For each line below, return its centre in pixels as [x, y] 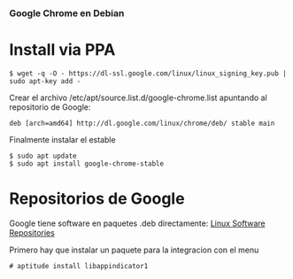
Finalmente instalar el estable [63, 139]
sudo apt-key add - [45, 81]
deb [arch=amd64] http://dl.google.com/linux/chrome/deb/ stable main [142, 123]
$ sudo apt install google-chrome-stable [87, 163]
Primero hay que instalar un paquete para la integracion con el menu [134, 250]
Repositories [32, 232]
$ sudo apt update [43, 156]
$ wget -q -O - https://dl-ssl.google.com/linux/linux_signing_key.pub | [148, 74]
